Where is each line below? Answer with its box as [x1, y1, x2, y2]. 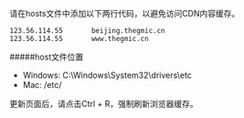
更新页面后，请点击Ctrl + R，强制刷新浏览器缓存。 [9, 99, 198, 109]
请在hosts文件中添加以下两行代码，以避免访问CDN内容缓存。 [9, 8, 240, 18]
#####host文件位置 [9, 51, 84, 62]
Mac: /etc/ [22, 80, 62, 90]
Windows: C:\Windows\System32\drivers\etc [22, 70, 192, 80]
